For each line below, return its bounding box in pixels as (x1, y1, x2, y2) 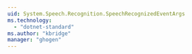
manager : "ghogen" (7, 36, 62, 43)
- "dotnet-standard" (13, 23, 74, 30)
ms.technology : (7, 17, 52, 24)
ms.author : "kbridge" (7, 29, 72, 37)
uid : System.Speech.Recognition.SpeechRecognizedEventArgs (7, 10, 186, 18)
